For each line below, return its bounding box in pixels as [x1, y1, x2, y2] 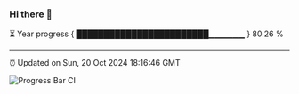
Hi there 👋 [9, 8, 53, 20]
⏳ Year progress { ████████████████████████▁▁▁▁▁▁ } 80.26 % [9, 28, 284, 39]
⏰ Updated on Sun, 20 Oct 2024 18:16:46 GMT [9, 58, 181, 68]
